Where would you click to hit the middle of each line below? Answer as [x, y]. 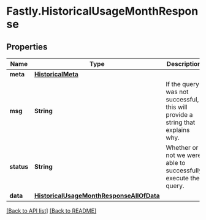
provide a [179, 115]
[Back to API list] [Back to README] [51, 211]
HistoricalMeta [56, 74]
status [19, 167]
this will [177, 107]
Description [184, 64]
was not [177, 92]
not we [176, 155]
